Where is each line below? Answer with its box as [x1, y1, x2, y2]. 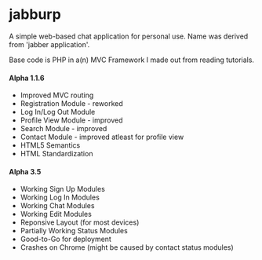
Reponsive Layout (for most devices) [20, 218, 140, 227]
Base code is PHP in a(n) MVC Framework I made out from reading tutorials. [9, 55, 254, 64]
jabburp [9, 5, 61, 24]
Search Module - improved [20, 124, 107, 134]
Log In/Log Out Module [20, 108, 96, 117]
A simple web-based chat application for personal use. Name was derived [9, 31, 249, 41]
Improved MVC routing [20, 90, 94, 100]
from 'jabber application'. [9, 39, 90, 49]
